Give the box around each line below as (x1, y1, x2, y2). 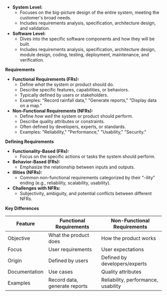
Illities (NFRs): (12, 169, 42, 175)
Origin (7, 257, 22, 264)
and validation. (19, 25, 50, 31)
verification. (19, 57, 45, 63)
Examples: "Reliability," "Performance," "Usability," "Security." (19, 129, 147, 135)
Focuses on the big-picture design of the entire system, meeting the (19, 9, 160, 15)
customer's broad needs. (19, 15, 72, 20)
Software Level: (12, 31, 46, 36)
